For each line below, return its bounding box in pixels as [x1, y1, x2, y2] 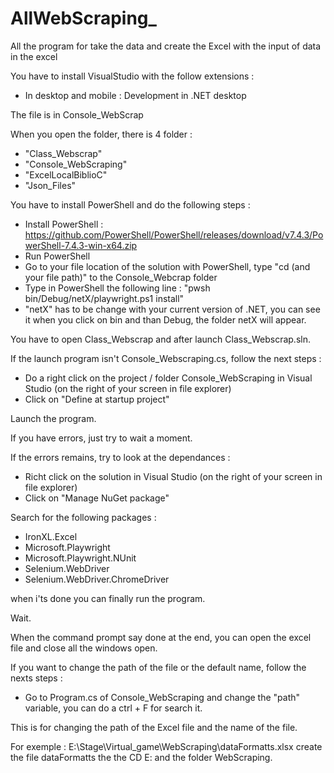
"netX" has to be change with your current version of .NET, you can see [24, 303, 321, 315]
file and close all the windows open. [10, 642, 158, 654]
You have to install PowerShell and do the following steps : [10, 198, 251, 211]
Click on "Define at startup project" [24, 393, 170, 405]
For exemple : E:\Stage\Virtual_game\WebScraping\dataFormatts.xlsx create [10, 740, 323, 752]
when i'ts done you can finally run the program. [10, 592, 206, 604]
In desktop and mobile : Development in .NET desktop [24, 89, 247, 101]
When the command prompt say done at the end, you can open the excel [10, 631, 312, 643]
